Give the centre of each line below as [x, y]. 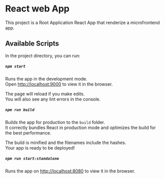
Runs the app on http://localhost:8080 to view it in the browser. [70, 171]
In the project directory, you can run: [43, 55]
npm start [15, 66]
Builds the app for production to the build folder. [55, 122]
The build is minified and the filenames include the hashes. [66, 142]
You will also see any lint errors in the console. [53, 99]
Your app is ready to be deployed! [40, 147]
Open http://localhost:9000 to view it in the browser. [59, 84]
